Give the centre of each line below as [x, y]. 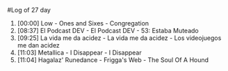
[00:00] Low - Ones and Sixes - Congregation [83, 23]
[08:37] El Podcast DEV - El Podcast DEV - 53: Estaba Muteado [108, 31]
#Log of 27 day [29, 10]
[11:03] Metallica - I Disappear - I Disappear [79, 52]
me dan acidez [39, 45]
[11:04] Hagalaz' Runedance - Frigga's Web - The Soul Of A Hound [113, 60]
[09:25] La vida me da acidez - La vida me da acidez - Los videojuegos [119, 38]
